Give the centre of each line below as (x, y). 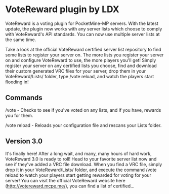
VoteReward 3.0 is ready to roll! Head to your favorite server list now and (81, 159)
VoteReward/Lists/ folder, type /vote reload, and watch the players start (80, 76)
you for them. (19, 115)
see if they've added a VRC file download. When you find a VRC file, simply (84, 164)
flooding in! (17, 82)
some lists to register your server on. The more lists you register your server (85, 55)
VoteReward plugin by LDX (62, 9)
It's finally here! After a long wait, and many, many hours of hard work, (78, 153)
